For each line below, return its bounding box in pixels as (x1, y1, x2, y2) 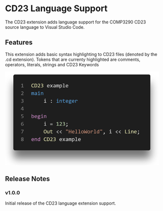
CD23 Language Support (5, 3, 108, 14)
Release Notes (5, 175, 50, 183)
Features (5, 38, 33, 47)
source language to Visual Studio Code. (5, 24, 85, 30)
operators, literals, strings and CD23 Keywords (5, 61, 99, 67)
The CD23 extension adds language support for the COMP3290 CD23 (5, 19, 146, 25)
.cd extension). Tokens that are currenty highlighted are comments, (5, 57, 141, 62)
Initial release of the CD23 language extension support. (5, 200, 116, 206)
